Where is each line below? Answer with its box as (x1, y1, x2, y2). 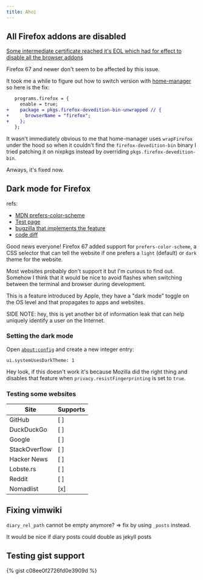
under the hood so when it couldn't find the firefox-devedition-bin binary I (6, 141, 196, 149)
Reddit (9, 475, 29, 483)
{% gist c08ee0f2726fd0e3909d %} (6, 567, 97, 574)
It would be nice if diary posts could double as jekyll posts (6, 533, 152, 541)
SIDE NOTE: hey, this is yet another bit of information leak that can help (6, 310, 185, 318)
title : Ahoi (6, 9, 36, 15)
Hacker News (9, 455, 48, 463)
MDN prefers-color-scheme (15, 211, 85, 219)
